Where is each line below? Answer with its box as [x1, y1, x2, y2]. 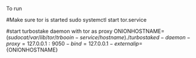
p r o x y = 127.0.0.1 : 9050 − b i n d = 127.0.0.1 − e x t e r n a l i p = [6, 40, 143, 47]
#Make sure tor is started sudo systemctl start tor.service [6, 16, 147, 23]
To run [6, 5, 23, 12]
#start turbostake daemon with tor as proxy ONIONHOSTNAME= [6, 28, 165, 35]
